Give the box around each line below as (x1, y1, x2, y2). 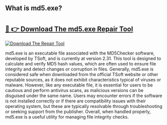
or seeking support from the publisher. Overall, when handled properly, (5, 108, 151, 114)
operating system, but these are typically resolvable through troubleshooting (5, 103, 163, 109)
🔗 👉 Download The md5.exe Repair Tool (5, 24, 133, 33)
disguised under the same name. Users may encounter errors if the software (5, 92, 163, 98)
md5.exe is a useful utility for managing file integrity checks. (5, 114, 129, 119)
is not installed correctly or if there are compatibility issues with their (5, 98, 146, 104)
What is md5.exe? (5, 4, 62, 12)
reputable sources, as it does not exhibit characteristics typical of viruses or (5, 77, 161, 82)
